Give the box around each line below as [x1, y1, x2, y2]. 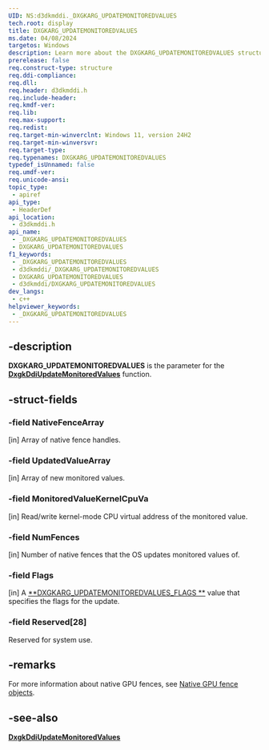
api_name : [8, 228, 42, 237]
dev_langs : [8, 288, 45, 296]
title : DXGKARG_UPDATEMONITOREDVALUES [8, 26, 138, 34]
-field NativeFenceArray [8, 416, 105, 428]
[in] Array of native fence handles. [8, 435, 122, 445]
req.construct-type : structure [8, 64, 113, 72]
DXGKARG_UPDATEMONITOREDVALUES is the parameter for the [8, 361, 225, 371]
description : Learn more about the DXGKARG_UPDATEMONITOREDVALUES [8, 49, 235, 57]
